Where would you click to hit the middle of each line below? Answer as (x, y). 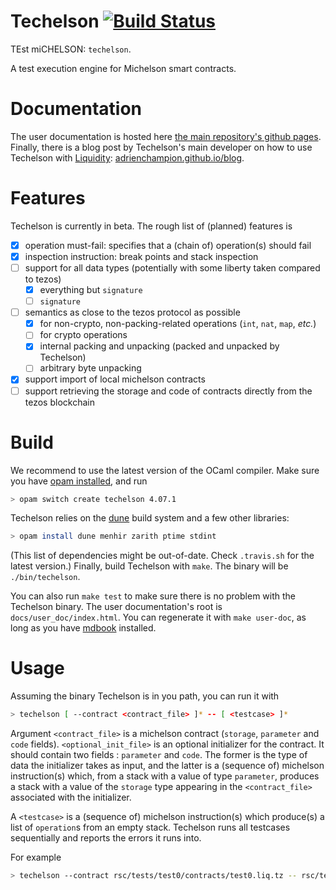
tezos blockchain (59, 402)
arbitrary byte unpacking (90, 368)
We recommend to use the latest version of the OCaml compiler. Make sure (165, 470)
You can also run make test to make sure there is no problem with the (153, 596)
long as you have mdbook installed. (83, 628)
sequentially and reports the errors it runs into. (106, 838)
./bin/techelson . (45, 577)
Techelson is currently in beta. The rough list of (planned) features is (151, 226)
